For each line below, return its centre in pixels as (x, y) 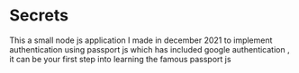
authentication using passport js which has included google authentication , (149, 49)
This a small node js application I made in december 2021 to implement (141, 40)
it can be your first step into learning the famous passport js (120, 59)
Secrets (39, 16)
